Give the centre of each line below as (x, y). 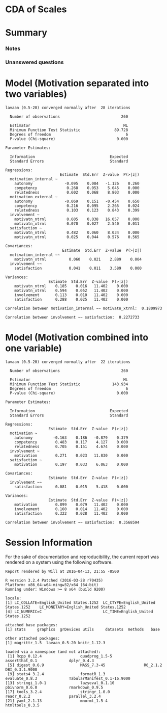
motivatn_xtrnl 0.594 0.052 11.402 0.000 (71, 291)
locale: (13, 598)
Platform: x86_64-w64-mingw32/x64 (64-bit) (52, 585)
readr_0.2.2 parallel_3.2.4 (53, 697)
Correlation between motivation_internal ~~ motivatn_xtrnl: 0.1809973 (84, 309)
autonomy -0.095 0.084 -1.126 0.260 (77, 184)
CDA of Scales (36, 9)
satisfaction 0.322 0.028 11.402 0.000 (71, 514)
